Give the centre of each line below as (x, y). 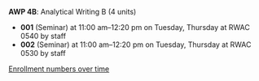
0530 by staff (43, 53)
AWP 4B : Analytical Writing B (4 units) (72, 12)
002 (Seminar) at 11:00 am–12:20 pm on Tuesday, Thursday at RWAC (136, 45)
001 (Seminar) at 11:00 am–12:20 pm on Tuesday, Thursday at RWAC (135, 27)
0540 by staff (43, 36)
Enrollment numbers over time (59, 69)
